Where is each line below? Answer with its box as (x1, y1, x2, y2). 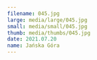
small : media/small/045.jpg (7, 23, 88, 30)
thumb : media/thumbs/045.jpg (7, 29, 91, 37)
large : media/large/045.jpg (7, 17, 88, 23)
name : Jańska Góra (7, 42, 60, 49)
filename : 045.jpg (7, 10, 60, 17)
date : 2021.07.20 (7, 36, 57, 43)
